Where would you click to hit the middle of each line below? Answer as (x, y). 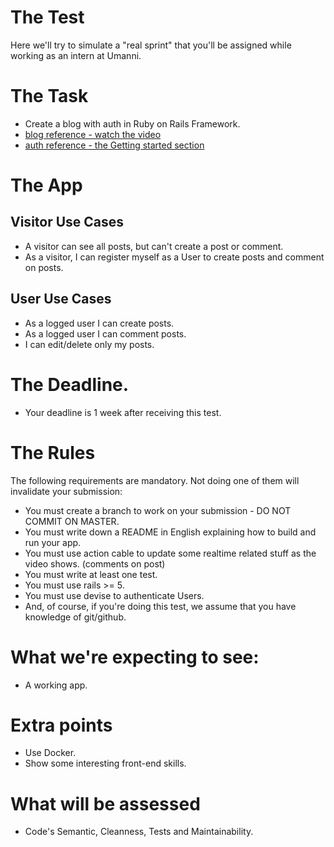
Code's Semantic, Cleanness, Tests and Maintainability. (139, 832)
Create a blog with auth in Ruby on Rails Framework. (132, 123)
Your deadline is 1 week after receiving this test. (123, 412)
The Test (47, 17)
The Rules (53, 452)
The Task (49, 96)
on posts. (44, 267)
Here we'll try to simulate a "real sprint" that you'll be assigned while (151, 45)
